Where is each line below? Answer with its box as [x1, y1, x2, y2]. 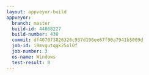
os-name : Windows [12, 54, 56, 60]
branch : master [12, 20, 51, 26]
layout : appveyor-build [6, 8, 67, 15]
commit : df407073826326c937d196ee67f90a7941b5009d [12, 37, 144, 43]
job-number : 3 [12, 48, 48, 54]
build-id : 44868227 [12, 25, 62, 32]
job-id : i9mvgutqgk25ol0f [12, 43, 78, 49]
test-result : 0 [12, 59, 51, 65]
